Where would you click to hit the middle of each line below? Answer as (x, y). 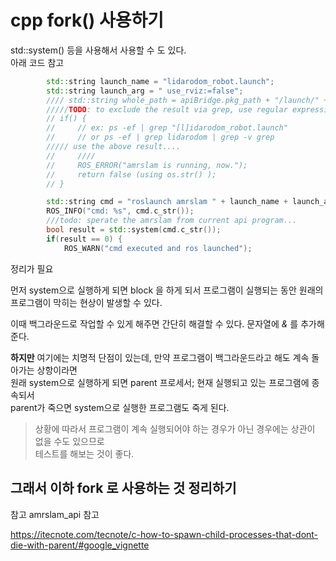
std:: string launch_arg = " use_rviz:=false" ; (145, 91)
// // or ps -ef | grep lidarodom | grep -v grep (160, 137)
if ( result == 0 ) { (84, 239)
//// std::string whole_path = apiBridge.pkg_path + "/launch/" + (187, 100)
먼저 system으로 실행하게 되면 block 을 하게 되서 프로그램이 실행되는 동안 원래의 (167, 290)
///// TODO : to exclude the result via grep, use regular (167, 109)
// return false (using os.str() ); (131, 174)
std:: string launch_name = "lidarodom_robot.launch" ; (160, 81)
